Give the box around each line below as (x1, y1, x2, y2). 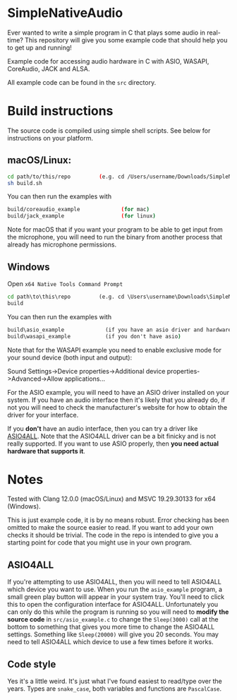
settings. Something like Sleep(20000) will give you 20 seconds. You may (7, 630, 219, 639)
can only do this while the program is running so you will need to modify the (7, 607, 229, 616)
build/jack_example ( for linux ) (7, 213, 157, 220)
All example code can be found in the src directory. (7, 78, 157, 86)
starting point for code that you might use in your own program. (7, 538, 192, 547)
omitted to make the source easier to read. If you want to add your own (7, 523, 214, 532)
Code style (7, 658, 56, 670)
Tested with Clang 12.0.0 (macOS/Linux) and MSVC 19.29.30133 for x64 (7, 494, 217, 503)
